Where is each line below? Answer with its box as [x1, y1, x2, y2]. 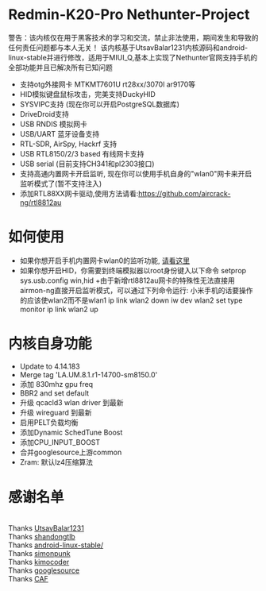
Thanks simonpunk [8, 548, 71, 558]
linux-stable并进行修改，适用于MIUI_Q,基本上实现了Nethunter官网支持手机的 [8, 52, 258, 62]
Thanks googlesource [8, 566, 80, 575]
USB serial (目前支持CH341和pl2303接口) [19, 159, 155, 168]
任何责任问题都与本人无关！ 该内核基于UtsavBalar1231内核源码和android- [8, 42, 249, 52]
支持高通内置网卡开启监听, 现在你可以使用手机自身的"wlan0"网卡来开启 [19, 168, 253, 178]
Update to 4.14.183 [19, 361, 81, 371]
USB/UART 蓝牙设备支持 [19, 129, 100, 138]
